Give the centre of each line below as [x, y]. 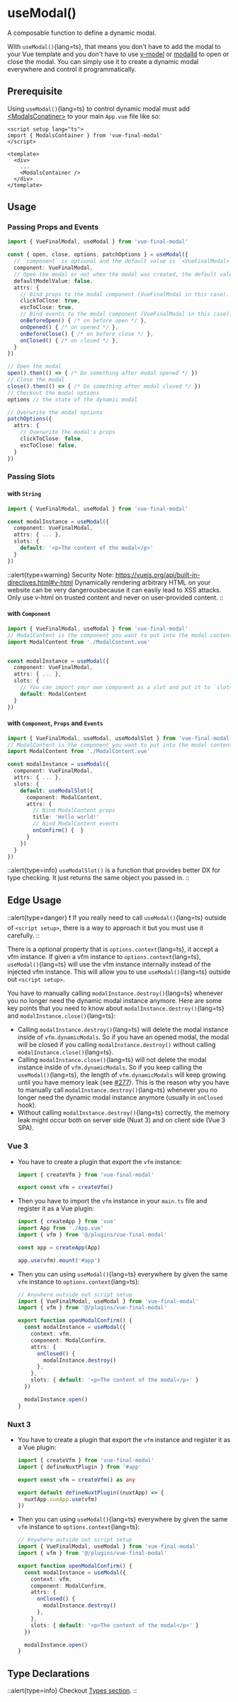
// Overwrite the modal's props [68, 432]
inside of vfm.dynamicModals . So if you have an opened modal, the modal [123, 1037]
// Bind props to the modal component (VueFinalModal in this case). [125, 294]
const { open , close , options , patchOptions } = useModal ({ [98, 255]
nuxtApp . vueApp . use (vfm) [61, 1499]
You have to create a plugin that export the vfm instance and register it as [124, 1440]
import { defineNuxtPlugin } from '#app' [80, 1467]
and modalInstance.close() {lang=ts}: [62, 1016]
